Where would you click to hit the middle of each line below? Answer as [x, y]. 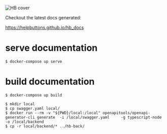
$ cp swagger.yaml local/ [32, 108]
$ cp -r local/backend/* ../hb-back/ [45, 126]
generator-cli [20, 117]
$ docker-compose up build [34, 95]
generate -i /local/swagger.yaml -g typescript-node [99, 117]
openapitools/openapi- [127, 113]
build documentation [50, 82]
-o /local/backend [25, 122]
